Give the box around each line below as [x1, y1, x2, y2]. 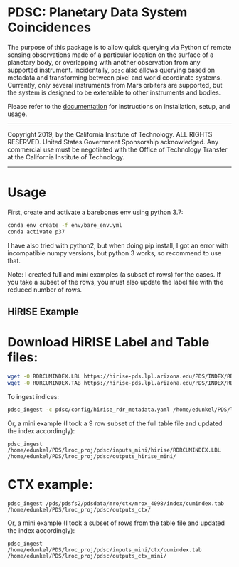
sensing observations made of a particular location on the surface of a [7, 51, 214, 59]
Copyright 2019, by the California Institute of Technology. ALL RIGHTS [7, 129, 213, 139]
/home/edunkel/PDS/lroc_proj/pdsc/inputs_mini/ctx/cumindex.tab [7, 546, 202, 553]
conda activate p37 [7, 228, 65, 235]
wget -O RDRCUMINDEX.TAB [7, 379, 81, 386]
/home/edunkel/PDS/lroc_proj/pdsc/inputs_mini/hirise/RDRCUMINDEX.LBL [7, 446, 221, 454]
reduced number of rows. [7, 285, 83, 294]
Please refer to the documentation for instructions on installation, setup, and [7, 102, 230, 110]
